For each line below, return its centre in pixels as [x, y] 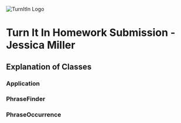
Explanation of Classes [49, 66]
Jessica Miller [41, 45]
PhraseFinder [26, 99]
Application [23, 83]
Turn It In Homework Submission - [91, 33]
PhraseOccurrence [34, 115]
